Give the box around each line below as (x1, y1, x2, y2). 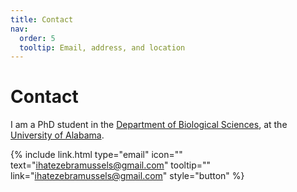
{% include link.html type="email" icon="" (10, 149, 183, 161)
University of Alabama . (10, 129, 105, 141)
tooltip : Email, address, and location (19, 42, 186, 53)
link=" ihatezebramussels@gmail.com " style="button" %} (10, 170, 245, 182)
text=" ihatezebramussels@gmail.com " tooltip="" (10, 159, 212, 171)
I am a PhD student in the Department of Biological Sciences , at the (10, 119, 288, 131)
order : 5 (19, 33, 56, 43)
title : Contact (10, 14, 74, 25)
